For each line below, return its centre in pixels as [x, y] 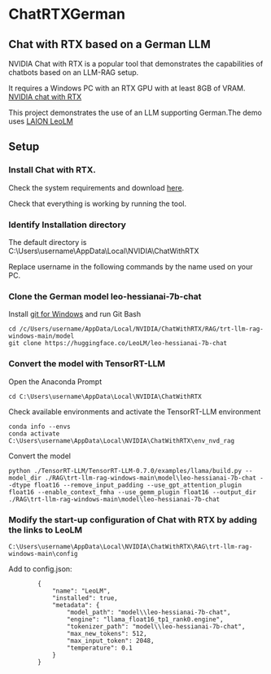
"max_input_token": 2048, [110, 641]
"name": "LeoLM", [81, 591]
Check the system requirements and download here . [96, 187]
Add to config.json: [40, 569]
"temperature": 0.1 [99, 648]
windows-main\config [44, 554]
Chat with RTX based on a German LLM [109, 44]
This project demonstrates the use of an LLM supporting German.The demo [135, 112]
